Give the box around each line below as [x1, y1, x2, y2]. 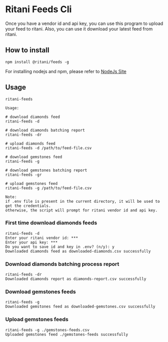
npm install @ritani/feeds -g [5, 59, 70, 65]
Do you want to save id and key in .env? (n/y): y [5, 244, 115, 250]
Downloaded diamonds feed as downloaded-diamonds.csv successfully [5, 248, 151, 254]
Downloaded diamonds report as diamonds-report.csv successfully [5, 276, 146, 282]
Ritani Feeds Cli [5, 4, 72, 15]
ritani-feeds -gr [5, 172, 42, 177]
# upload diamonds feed [5, 141, 56, 146]
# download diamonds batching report [5, 128, 85, 133]
